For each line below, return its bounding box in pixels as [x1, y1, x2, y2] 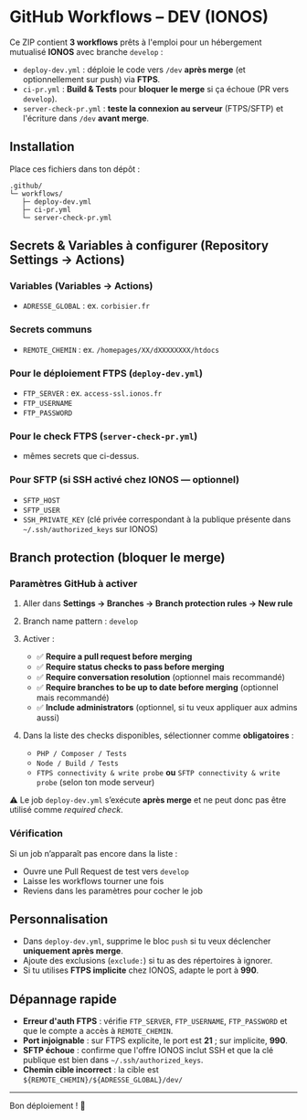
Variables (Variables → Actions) [9, 280, 153, 293]
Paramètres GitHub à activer [9, 577, 138, 590]
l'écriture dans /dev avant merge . [22, 112, 149, 123]
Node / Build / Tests [36, 759, 119, 769]
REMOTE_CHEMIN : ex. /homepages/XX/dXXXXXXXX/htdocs [22, 344, 220, 355]
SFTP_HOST [22, 496, 61, 505]
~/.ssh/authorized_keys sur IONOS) [22, 523, 158, 534]
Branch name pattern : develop [22, 615, 139, 627]
